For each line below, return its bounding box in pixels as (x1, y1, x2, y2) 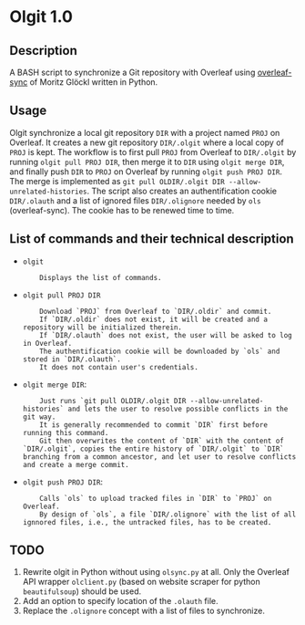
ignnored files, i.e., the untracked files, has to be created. (22, 517, 272, 526)
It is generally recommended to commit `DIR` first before (39, 420, 269, 430)
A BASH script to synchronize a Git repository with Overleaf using (9, 67, 256, 78)
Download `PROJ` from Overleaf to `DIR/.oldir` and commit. (39, 307, 272, 316)
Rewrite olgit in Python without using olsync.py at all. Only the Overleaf (22, 567, 290, 578)
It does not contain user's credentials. (39, 362, 198, 371)
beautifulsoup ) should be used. (22, 586, 142, 597)
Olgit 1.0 (9, 6, 73, 27)
